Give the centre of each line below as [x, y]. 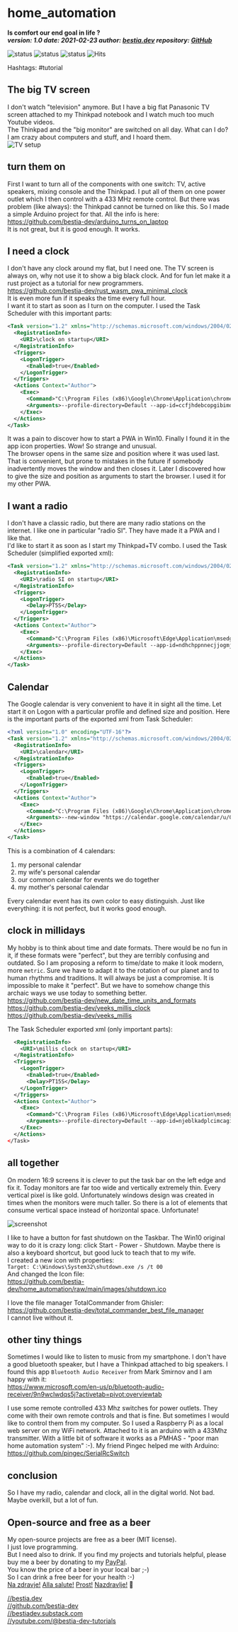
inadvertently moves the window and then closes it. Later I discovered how [117, 469]
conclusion [33, 1475]
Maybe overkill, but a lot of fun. [53, 1500]
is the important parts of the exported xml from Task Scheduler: [100, 719]
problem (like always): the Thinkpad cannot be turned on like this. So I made [118, 206]
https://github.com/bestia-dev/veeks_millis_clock [79, 1008]
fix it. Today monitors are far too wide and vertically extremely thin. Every [114, 1187]
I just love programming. [43, 1547]
